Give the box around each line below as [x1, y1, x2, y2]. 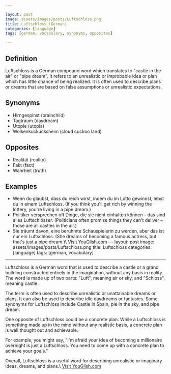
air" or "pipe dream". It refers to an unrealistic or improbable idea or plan [5, 73, 157, 79]
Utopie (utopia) [12, 123, 45, 129]
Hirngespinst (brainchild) [12, 112, 65, 118]
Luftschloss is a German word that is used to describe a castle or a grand [5, 264, 159, 270]
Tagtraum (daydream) [12, 118, 59, 124]
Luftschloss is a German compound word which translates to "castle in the [5, 67, 161, 74]
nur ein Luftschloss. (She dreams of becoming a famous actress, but [12, 234, 157, 240]
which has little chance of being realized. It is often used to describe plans [5, 78, 161, 84]
